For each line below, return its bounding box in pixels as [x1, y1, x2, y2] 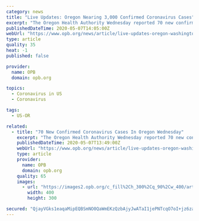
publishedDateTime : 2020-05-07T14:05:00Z [6, 25, 110, 31]
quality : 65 [17, 173, 46, 179]
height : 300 [27, 195, 57, 201]
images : [17, 179, 36, 185]
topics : [6, 86, 25, 91]
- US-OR [11, 112, 31, 119]
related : [6, 123, 28, 130]
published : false [6, 53, 49, 59]
